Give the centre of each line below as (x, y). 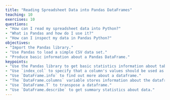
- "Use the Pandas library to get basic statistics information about (81, 66)
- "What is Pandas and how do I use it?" (50, 33)
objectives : (18, 43)
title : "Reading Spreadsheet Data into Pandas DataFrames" (69, 10)
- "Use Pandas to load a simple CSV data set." (56, 52)
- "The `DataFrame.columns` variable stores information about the (78, 80)
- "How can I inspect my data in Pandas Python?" (59, 38)
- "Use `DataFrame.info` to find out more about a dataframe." (73, 76)
